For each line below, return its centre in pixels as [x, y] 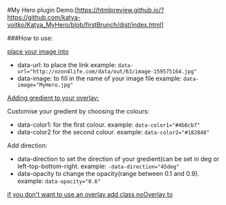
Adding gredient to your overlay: [53, 98]
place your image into [38, 52]
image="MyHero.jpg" [45, 85]
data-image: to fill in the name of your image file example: [99, 78]
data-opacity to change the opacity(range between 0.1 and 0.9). [108, 173]
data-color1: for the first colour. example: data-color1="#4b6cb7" [109, 125]
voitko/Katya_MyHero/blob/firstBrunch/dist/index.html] [85, 25]
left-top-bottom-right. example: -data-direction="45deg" [98, 166]
